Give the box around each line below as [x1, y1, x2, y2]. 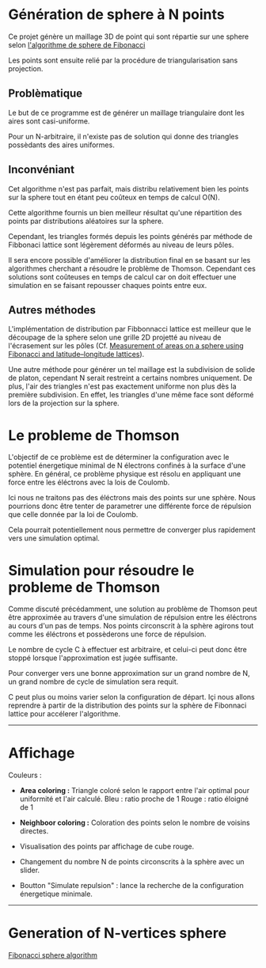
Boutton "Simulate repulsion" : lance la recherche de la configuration [19, 881, 244, 890]
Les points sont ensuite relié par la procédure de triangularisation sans [8, 55, 238, 65]
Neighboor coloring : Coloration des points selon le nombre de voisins [19, 818, 251, 828]
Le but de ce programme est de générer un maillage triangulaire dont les [8, 108, 245, 117]
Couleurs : [8, 770, 42, 780]
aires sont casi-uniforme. [8, 116, 90, 126]
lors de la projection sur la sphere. [8, 398, 120, 408]
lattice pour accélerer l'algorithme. [8, 709, 121, 719]
